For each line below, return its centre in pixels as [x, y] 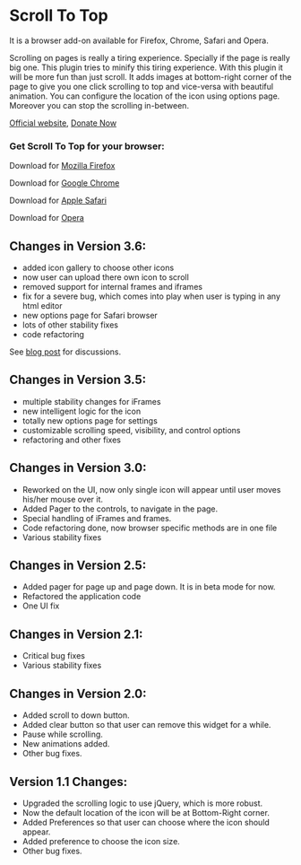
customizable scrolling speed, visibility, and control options [131, 430]
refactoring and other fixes [71, 440]
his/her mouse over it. [63, 499]
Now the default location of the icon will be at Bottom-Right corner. [146, 812]
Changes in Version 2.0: [78, 693]
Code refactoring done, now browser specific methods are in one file [150, 528]
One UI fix [41, 606]
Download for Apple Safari [58, 201]
